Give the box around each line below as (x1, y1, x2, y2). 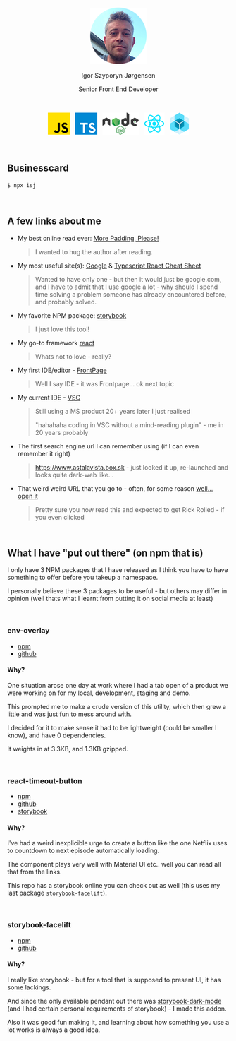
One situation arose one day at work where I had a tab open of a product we (7, 681, 229, 689)
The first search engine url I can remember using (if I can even (17, 441, 199, 450)
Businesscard (7, 162, 69, 174)
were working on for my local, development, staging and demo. (7, 689, 192, 697)
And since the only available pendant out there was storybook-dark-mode (7, 997, 222, 1005)
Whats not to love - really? (35, 352, 111, 361)
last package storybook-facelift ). (7, 888, 107, 898)
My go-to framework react (17, 338, 95, 347)
